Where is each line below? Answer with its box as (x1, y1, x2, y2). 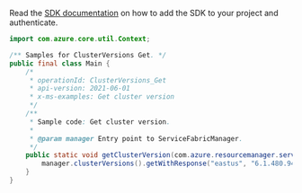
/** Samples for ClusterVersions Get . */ (9, 50, 167, 59)
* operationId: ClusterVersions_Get (29, 75, 167, 84)
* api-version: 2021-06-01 (29, 84, 130, 93)
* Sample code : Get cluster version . (29, 117, 171, 127)
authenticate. (9, 17, 58, 28)
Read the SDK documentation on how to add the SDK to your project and (9, 8, 279, 18)
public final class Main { (9, 58, 111, 68)
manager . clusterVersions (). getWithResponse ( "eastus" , (41, 159, 247, 169)
